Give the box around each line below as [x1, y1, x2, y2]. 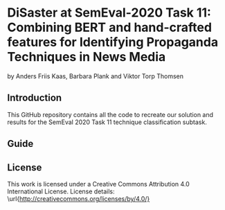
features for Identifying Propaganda [7, 35, 219, 50]
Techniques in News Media [7, 49, 166, 65]
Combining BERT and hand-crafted [7, 19, 213, 35]
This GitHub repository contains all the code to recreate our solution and [7, 110, 213, 119]
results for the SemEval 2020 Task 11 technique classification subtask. [7, 118, 208, 126]
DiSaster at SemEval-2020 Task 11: [7, 5, 211, 21]
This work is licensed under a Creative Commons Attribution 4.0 [7, 180, 190, 188]
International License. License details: [7, 187, 116, 195]
